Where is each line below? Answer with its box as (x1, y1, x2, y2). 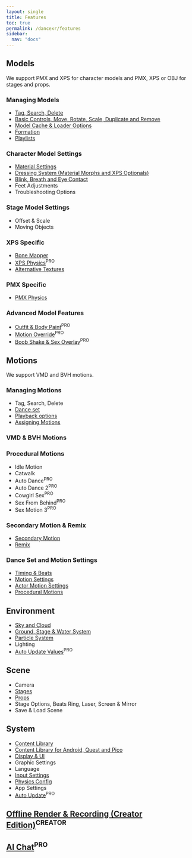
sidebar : (6, 31, 28, 37)
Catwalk (14, 469, 36, 476)
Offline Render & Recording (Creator (6, 808, 143, 819)
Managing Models (6, 96, 59, 104)
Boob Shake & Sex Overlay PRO (14, 337, 89, 345)
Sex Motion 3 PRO (14, 505, 56, 513)
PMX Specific (6, 280, 46, 288)
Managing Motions (6, 386, 62, 394)
